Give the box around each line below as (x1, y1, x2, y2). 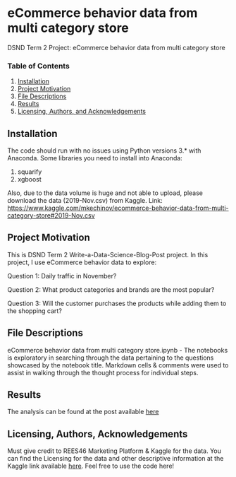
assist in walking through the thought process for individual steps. (7, 368, 199, 377)
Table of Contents (7, 61, 70, 71)
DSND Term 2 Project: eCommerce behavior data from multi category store (7, 43, 225, 52)
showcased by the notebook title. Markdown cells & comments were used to (7, 360, 229, 369)
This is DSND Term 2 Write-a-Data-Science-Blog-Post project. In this (7, 250, 209, 259)
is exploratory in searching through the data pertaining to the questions (7, 353, 214, 362)
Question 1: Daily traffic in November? (7, 271, 117, 280)
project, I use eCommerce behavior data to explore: (7, 258, 157, 266)
